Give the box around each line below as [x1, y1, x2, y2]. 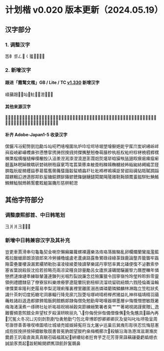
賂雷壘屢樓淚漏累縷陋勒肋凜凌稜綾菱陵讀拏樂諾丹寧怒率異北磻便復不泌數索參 [5, 261, 159, 267]
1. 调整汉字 [5, 41, 30, 48]
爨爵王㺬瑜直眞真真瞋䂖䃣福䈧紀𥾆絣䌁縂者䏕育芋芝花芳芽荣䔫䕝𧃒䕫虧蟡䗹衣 [5, 334, 158, 340]
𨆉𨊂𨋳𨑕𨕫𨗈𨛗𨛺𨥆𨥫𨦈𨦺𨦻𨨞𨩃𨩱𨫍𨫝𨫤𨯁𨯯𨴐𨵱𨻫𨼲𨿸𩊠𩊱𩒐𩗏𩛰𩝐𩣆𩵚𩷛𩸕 [5, 174, 159, 180]
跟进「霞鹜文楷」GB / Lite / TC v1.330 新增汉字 [5, 80, 100, 85]
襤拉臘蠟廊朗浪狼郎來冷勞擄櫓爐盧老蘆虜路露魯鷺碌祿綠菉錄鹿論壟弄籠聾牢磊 [5, 255, 159, 261]
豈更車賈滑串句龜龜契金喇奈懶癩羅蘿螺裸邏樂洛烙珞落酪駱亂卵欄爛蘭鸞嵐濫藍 [5, 249, 159, 255]
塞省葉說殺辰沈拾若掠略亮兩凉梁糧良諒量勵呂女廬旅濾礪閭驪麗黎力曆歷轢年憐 [5, 267, 159, 273]
